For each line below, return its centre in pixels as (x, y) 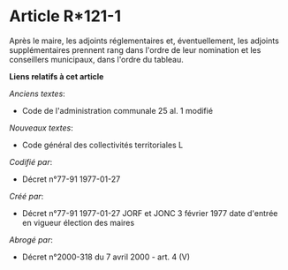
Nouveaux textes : (41, 127)
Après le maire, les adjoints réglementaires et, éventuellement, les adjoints (144, 41)
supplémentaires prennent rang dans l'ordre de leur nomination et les (135, 49)
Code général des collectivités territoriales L (102, 145)
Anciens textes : (38, 94)
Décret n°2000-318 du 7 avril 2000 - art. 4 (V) (106, 257)
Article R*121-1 (65, 16)
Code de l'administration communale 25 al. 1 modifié (117, 110)
